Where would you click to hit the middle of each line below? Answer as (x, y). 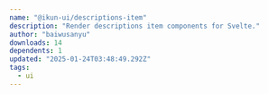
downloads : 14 (36, 43)
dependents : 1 (36, 51)
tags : (19, 68)
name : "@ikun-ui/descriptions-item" (78, 17)
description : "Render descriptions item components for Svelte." (134, 26)
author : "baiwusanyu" (50, 34)
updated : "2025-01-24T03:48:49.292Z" (80, 59)
